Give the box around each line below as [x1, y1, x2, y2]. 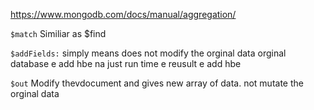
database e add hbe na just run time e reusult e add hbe [10, 58, 242, 69]
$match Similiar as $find [10, 28, 107, 39]
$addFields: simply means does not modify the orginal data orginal [10, 47, 287, 59]
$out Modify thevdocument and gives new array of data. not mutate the [10, 77, 304, 89]
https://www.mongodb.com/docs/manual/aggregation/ [10, 9, 237, 20]
